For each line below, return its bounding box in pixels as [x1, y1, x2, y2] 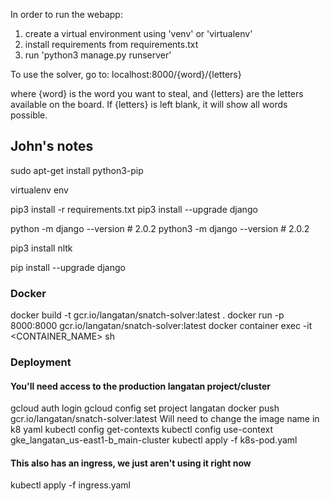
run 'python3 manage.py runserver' [24, 49, 172, 61]
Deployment [10, 355, 72, 369]
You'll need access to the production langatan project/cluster [10, 380, 271, 392]
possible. [10, 109, 48, 121]
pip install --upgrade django [10, 261, 126, 273]
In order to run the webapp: [10, 9, 123, 20]
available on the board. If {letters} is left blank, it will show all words [10, 99, 288, 110]
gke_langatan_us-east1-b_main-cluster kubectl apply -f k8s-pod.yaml [10, 434, 298, 446]
